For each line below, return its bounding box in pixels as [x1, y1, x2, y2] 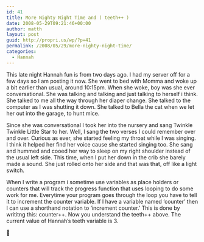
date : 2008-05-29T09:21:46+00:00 [6, 20, 91, 26]
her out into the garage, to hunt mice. [6, 109, 100, 117]
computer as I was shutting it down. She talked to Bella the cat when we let [6, 103, 195, 110]
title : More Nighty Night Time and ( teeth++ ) [6, 15, 130, 21]
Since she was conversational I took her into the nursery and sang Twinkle [6, 121, 193, 128]
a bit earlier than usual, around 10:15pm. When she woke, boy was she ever [6, 83, 195, 91]
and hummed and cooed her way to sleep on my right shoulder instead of [6, 147, 191, 154]
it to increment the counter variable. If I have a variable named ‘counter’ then [6, 198, 199, 205]
